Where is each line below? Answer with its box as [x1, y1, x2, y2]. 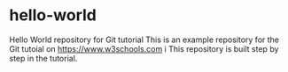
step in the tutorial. [9, 53, 78, 63]
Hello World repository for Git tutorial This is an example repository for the [9, 34, 280, 45]
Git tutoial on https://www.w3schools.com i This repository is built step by [9, 43, 279, 54]
